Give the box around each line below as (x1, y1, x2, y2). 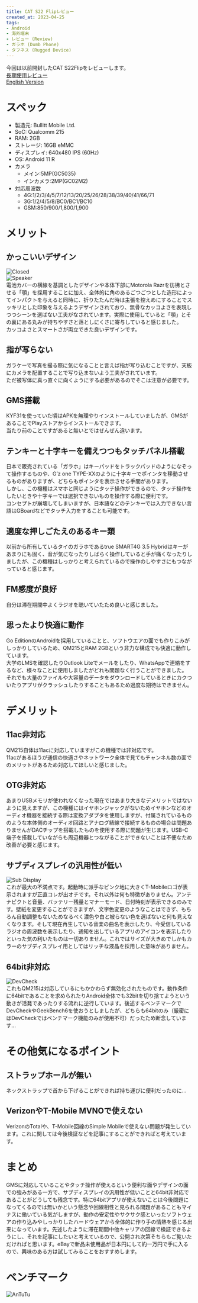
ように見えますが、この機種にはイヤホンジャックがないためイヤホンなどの (6, 805, 187, 812)
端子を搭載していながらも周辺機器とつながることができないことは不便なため (6, 834, 193, 841)
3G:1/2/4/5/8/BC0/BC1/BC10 (23, 198, 93, 205)
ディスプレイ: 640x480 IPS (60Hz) (14, 149, 99, 156)
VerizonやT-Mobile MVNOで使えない (6, 1106, 143, 1116)
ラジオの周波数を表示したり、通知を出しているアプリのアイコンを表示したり (6, 928, 192, 935)
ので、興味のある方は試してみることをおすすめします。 (6, 1247, 140, 1255)
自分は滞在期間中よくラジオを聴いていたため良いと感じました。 (6, 601, 161, 608)
